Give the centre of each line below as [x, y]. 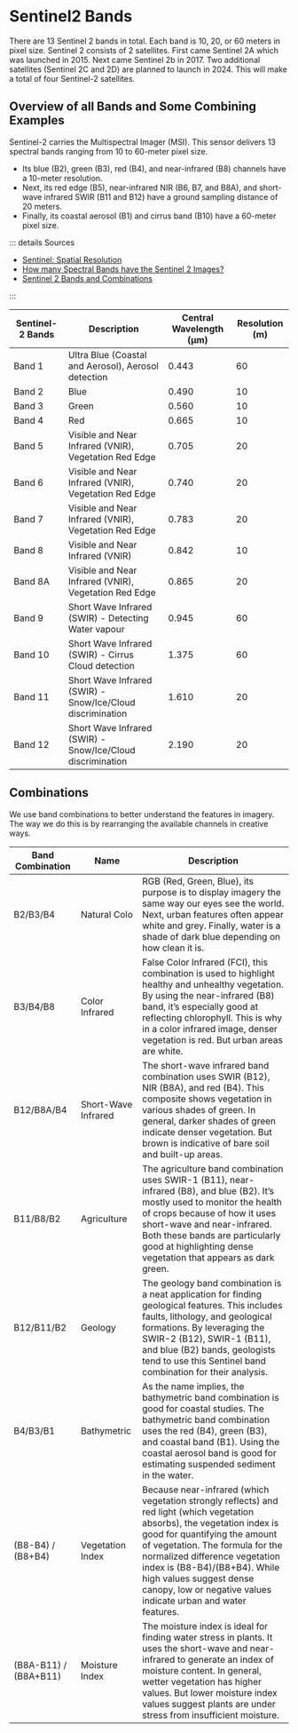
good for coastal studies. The [203, 1408]
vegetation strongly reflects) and [210, 1500]
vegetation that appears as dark [208, 1257]
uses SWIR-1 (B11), [184, 1180]
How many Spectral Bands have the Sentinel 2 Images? [123, 269]
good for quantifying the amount [209, 1534]
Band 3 [29, 406]
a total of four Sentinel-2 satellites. [72, 78]
